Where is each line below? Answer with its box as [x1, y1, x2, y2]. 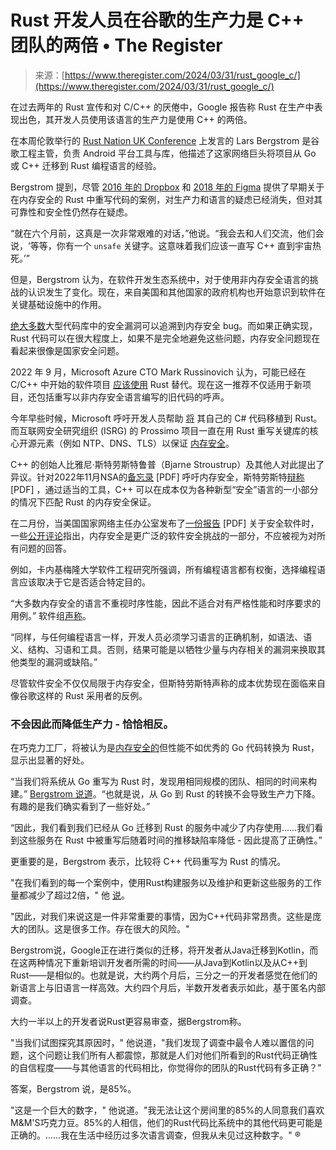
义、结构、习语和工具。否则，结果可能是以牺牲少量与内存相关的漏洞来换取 [10, 643, 317, 655]
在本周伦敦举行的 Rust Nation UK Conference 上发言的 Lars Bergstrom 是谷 [10, 134, 320, 146]
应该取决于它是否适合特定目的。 [18, 576, 151, 588]
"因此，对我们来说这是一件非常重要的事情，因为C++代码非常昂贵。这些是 [10, 911, 313, 923]
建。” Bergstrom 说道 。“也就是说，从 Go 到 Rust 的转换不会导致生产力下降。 [10, 788, 321, 800]
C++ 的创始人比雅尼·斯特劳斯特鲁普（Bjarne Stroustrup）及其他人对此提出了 [10, 458, 325, 470]
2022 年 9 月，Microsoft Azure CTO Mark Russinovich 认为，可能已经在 [10, 366, 307, 378]
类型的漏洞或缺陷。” [18, 656, 98, 668]
